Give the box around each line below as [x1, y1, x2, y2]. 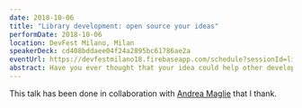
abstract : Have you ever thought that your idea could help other [9, 64, 263, 73]
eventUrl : [9, 55, 47, 64]
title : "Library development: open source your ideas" [9, 22, 219, 31]
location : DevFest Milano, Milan [9, 38, 135, 48]
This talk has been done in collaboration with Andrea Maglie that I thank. [9, 87, 277, 99]
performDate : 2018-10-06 [9, 30, 102, 39]
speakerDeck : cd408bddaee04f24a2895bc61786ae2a [9, 47, 191, 56]
